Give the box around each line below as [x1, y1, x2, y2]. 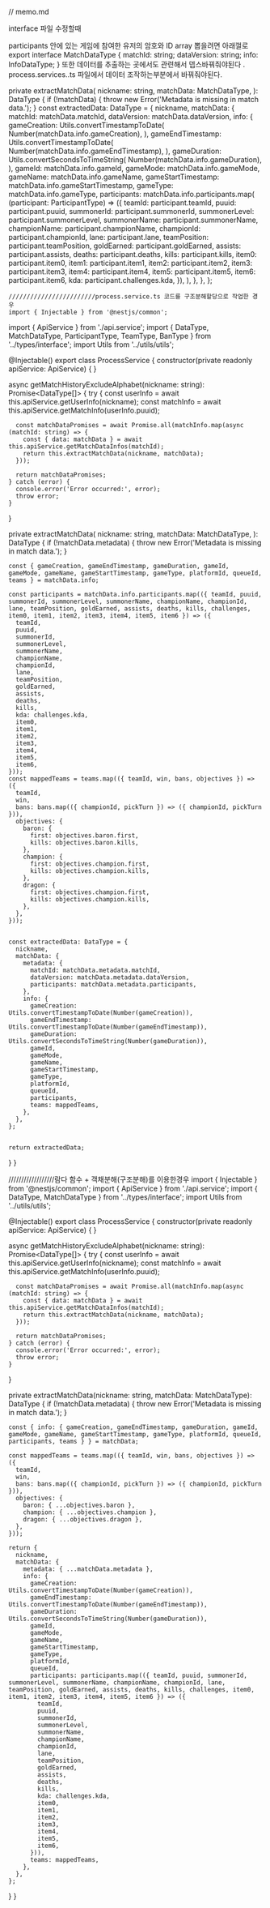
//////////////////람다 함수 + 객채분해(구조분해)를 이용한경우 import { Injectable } [8, 1174, 258, 1184]
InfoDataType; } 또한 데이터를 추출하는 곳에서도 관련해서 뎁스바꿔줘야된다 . [8, 60, 246, 69]
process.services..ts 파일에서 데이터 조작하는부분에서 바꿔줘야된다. [8, 70, 222, 79]
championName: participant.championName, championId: [8, 224, 200, 233]
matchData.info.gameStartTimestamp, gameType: [8, 181, 174, 190]
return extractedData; [8, 1144, 85, 1152]
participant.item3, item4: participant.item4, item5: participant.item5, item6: [8, 267, 256, 276]
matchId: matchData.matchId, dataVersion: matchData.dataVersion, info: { [8, 112, 253, 121]
